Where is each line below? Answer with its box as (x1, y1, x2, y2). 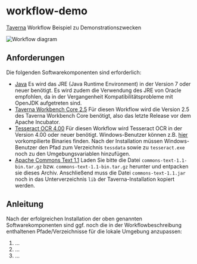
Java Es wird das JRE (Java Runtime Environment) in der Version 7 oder (14, 80, 191, 87)
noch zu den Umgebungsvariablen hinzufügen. (14, 150, 131, 157)
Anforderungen (6, 53, 65, 63)
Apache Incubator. (14, 118, 61, 125)
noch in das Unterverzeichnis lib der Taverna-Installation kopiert (14, 175, 175, 183)
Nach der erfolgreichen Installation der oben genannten (6, 215, 143, 222)
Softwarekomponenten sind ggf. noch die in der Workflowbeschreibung (6, 221, 182, 228)
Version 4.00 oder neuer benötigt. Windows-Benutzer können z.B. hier (14, 131, 188, 138)
